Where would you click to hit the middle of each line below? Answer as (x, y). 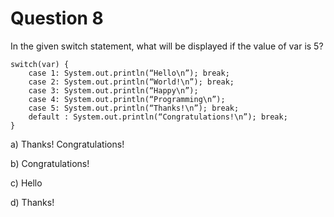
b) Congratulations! (50, 163)
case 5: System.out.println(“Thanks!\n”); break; (134, 108)
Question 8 (57, 18)
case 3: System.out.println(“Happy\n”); (113, 90)
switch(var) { (40, 64)
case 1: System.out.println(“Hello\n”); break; (129, 73)
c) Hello (26, 183)
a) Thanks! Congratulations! (67, 144)
